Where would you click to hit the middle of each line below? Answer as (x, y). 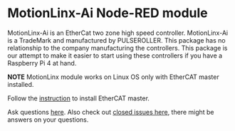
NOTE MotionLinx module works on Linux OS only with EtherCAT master (113, 77)
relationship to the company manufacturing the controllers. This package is (117, 48)
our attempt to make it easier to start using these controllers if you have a (115, 56)
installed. (21, 84)
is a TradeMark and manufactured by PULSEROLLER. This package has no (116, 40)
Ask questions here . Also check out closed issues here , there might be (111, 112)
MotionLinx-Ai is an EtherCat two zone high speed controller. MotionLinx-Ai (118, 33)
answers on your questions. (48, 120)
